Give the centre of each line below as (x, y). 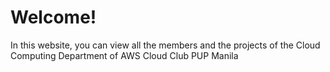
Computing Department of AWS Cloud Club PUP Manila (124, 55)
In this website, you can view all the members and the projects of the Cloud (165, 45)
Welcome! (53, 17)
